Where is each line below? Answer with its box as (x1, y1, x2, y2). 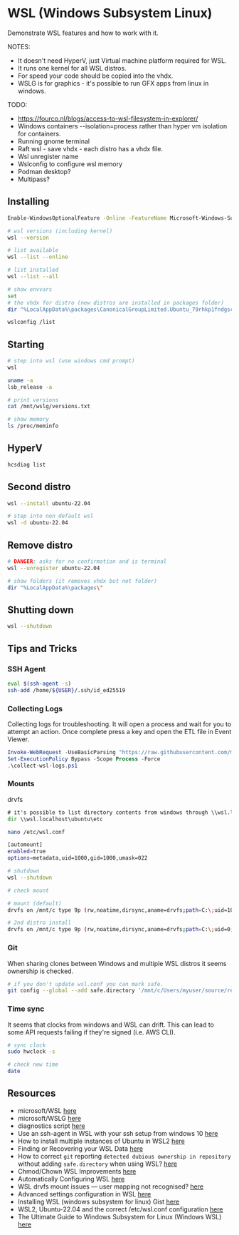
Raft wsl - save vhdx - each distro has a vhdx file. (17, 144, 164, 153)
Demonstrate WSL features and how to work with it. (7, 29, 159, 37)
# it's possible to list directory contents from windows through (7, 808, 208, 816)
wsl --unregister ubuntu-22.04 (7, 564, 100, 571)
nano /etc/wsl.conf (7, 828, 65, 835)
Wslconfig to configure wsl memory (17, 159, 123, 168)
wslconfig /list (7, 319, 55, 326)
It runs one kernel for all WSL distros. (17, 63, 127, 72)
